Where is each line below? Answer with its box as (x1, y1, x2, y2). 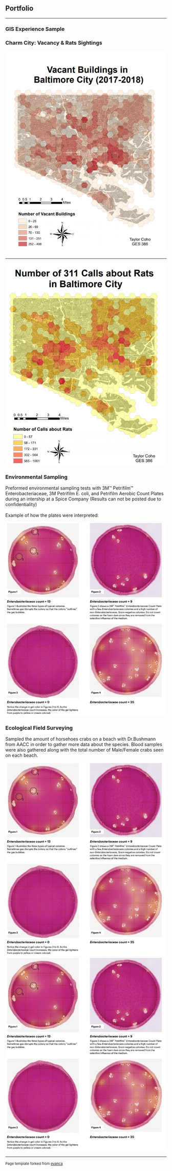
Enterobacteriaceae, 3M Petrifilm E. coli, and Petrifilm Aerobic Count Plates (5, 491, 164, 497)
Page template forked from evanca (5, 1161, 63, 1166)
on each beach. (5, 752, 38, 758)
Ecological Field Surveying (5, 724, 73, 732)
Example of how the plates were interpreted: (5, 512, 99, 518)
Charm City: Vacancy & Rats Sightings (5, 39, 102, 46)
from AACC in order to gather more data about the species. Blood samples (5, 741, 162, 748)
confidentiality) (5, 501, 37, 508)
